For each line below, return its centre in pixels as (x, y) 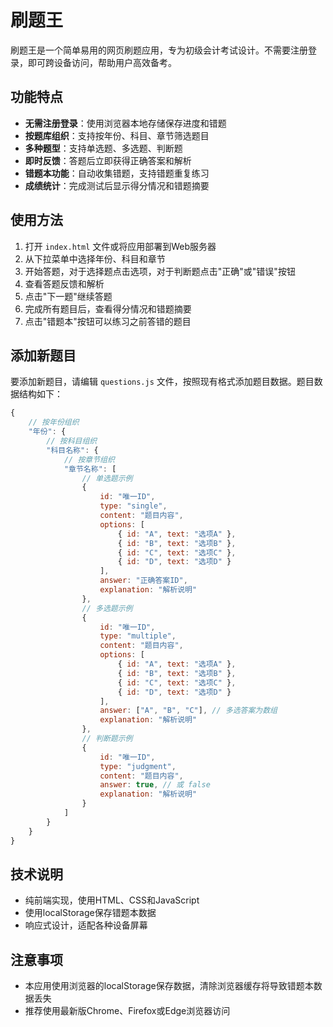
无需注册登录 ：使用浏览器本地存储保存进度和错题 (125, 123)
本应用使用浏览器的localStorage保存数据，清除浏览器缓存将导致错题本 (169, 986)
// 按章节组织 (89, 459)
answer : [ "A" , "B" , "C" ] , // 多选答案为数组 (188, 711)
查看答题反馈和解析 (64, 283)
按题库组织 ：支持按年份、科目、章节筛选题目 (117, 135)
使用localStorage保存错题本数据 (90, 913)
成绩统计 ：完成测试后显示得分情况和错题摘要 (117, 185)
